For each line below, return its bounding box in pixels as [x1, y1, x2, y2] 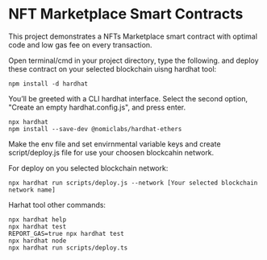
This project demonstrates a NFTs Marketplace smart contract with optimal [8, 31, 258, 41]
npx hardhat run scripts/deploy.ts [8, 243, 128, 252]
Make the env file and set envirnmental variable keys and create [8, 138, 221, 149]
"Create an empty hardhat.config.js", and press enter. [8, 102, 186, 112]
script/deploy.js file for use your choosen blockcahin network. [8, 147, 215, 157]
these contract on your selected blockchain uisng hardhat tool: [8, 64, 217, 73]
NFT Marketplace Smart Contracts [8, 5, 244, 23]
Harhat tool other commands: [8, 200, 106, 209]
